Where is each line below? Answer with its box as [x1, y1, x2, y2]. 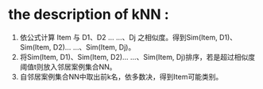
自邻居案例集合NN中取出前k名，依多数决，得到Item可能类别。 [19, 72, 223, 81]
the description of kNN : [8, 6, 169, 24]
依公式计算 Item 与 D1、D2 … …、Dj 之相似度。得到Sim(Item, [19, 32, 218, 42]
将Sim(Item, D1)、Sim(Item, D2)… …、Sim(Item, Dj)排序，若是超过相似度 [19, 52, 256, 61]
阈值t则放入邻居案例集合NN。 [19, 61, 117, 72]
